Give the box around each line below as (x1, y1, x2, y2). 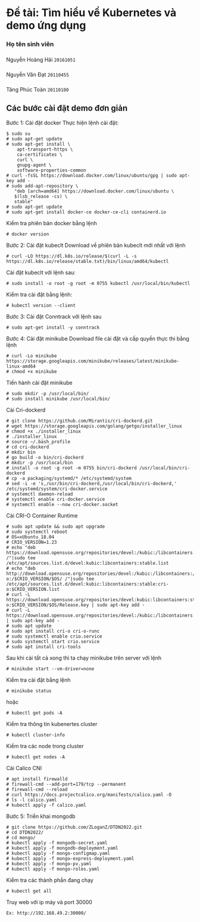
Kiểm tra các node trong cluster (6, 742, 85, 749)
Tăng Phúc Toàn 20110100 (6, 85, 69, 93)
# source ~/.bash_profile (6, 439, 70, 445)
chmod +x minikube (11, 368, 58, 375)
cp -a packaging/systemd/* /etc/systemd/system (11, 475, 132, 481)
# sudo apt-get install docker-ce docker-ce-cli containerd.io (6, 209, 167, 215)
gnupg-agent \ (17, 162, 52, 168)
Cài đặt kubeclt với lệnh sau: (6, 269, 76, 276)
